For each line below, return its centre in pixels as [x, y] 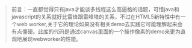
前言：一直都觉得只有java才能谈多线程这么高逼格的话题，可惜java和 [95, 9]
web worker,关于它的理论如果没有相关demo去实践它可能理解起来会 [100, 24]
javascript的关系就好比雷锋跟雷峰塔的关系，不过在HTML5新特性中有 [96, 17]
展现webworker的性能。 [52, 39]
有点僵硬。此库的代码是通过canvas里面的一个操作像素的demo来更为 [96, 31]
